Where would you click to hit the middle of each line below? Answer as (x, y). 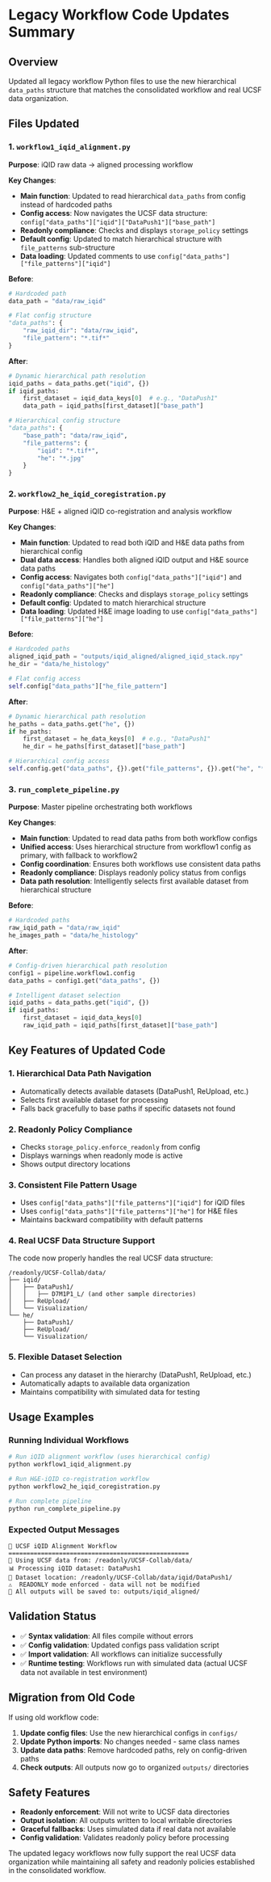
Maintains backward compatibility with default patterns (111, 1220)
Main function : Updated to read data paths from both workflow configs (139, 838)
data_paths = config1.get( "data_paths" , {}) (84, 981)
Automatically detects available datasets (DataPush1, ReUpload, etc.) (134, 1091)
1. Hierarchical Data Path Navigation (80, 1074)
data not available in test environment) (83, 1672)
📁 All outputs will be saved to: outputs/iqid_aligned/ (104, 1592)
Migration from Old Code (72, 1698)
